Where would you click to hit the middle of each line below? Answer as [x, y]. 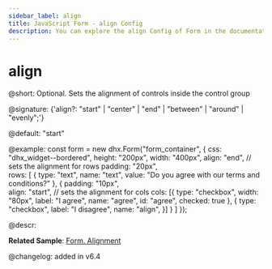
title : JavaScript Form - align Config [76, 23]
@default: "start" [36, 134]
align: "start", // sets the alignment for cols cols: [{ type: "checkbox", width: [134, 192]
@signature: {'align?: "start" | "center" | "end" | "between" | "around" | [126, 109]
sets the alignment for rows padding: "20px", [83, 166]
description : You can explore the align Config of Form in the [117, 31]
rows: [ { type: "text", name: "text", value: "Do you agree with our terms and [134, 175]
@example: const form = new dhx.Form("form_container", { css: [115, 149]
